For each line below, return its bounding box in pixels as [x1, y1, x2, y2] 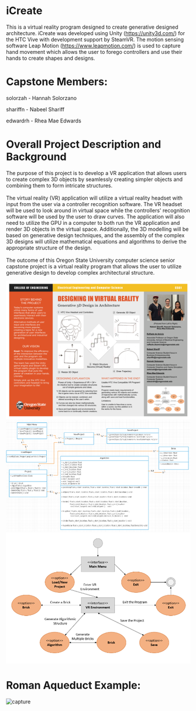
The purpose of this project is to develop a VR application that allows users [6, 169, 187, 176]
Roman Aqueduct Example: [6, 679, 141, 692]
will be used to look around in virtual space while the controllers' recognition [6, 207, 190, 214]
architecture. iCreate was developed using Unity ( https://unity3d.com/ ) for [6, 29, 185, 36]
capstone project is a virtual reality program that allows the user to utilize [6, 262, 182, 270]
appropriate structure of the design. [6, 244, 92, 251]
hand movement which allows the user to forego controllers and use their [6, 48, 183, 55]
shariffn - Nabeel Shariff [6, 105, 65, 112]
